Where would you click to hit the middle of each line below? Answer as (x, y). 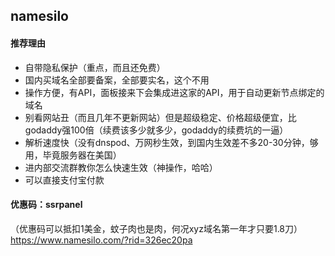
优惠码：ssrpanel (46, 205)
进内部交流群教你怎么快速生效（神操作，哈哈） (121, 167)
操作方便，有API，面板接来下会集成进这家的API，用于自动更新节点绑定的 (174, 92)
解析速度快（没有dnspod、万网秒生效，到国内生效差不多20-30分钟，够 (171, 142)
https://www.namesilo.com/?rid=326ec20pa (101, 240)
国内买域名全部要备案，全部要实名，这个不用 (117, 80)
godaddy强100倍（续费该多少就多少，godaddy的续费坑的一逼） (156, 130)
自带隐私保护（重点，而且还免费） (95, 67)
